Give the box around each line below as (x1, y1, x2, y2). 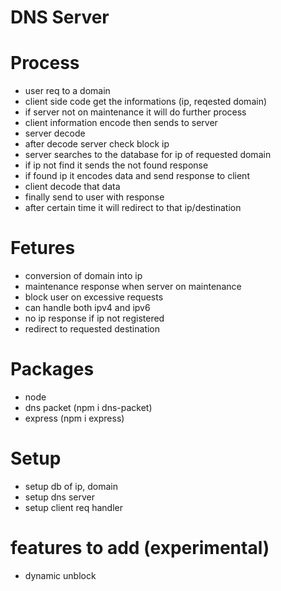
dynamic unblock (24, 569, 97, 581)
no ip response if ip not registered (24, 312, 165, 325)
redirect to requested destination (24, 323, 161, 335)
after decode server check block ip (24, 138, 170, 150)
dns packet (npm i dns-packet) (24, 402, 153, 413)
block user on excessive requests (24, 291, 164, 303)
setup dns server (24, 491, 95, 503)
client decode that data (24, 181, 121, 193)
